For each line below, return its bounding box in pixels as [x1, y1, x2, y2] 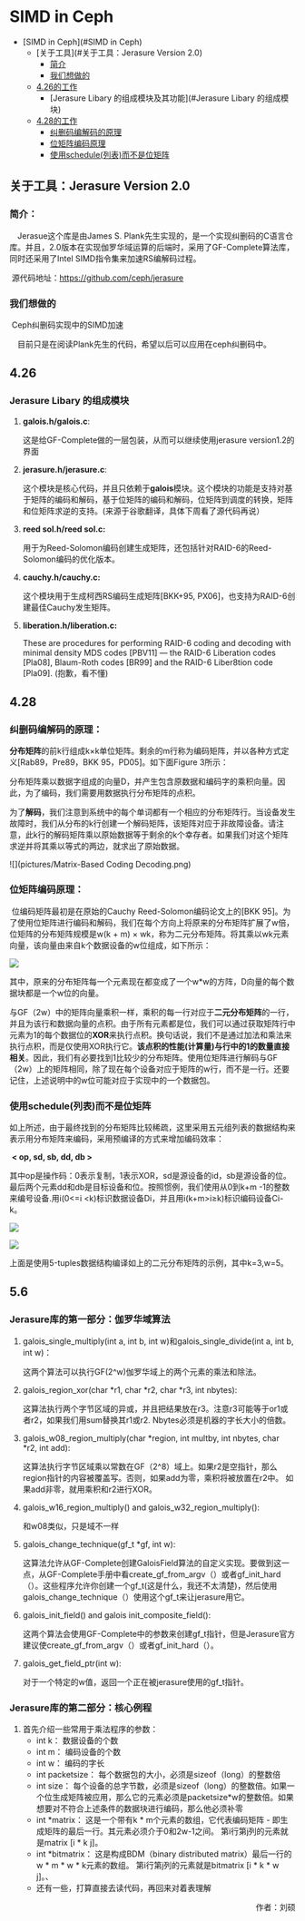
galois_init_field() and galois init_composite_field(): [22, 1609, 212, 1621]
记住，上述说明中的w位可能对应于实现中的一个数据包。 [9, 1074, 215, 1085]
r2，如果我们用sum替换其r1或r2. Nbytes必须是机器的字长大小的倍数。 [30, 1414, 291, 1426]
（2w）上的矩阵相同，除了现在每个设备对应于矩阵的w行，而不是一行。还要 [9, 1063, 290, 1074]
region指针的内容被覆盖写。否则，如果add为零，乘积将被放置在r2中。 [22, 1472, 284, 1483]
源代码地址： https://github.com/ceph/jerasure [11, 272, 184, 283]
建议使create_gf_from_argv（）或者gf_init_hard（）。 [22, 1640, 220, 1651]
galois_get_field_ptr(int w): [22, 1658, 122, 1669]
